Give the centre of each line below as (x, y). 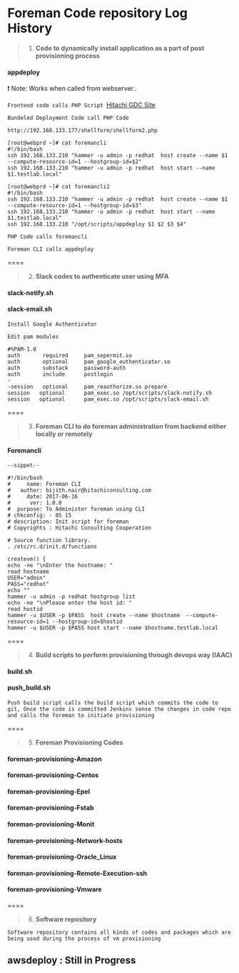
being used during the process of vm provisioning (84, 938)
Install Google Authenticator (52, 324)
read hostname (29, 572)
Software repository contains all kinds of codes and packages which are (119, 932)
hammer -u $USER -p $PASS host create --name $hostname (94, 616)
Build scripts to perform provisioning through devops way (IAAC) (134, 655)
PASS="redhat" (29, 584)
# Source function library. (49, 541)
